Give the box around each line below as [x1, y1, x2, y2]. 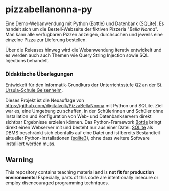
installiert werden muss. [5, 140, 56, 147]
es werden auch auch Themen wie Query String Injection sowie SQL [5, 52, 149, 58]
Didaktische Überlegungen [5, 70, 74, 77]
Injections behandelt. [5, 57, 50, 63]
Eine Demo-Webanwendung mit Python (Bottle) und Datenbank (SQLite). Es [5, 20, 164, 27]
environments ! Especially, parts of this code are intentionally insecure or [5, 175, 159, 181]
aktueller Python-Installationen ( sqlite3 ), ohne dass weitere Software [5, 135, 150, 141]
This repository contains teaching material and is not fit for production [5, 169, 154, 175]
